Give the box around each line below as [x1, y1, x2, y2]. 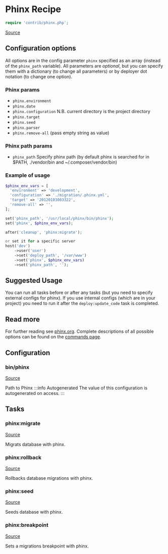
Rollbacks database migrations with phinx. [5, 475, 93, 481]
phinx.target [12, 115, 40, 120]
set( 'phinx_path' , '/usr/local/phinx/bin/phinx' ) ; [5, 216, 114, 221]
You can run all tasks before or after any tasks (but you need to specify [5, 289, 153, 296]
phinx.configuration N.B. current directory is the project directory [12, 108, 150, 114]
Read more [5, 315, 40, 324]
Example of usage [5, 172, 50, 179]
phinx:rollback [5, 454, 42, 461]
